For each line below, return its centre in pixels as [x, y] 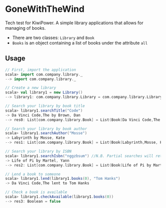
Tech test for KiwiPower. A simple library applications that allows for [74, 23]
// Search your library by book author [46, 129]
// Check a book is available [36, 192]
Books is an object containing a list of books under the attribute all [80, 42]
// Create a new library [31, 88]
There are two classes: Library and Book [53, 38]
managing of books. [25, 28]
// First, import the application [41, 70]
